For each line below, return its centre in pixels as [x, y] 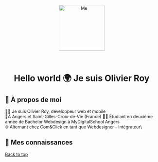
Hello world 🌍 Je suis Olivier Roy [82, 78]
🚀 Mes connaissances [39, 143]
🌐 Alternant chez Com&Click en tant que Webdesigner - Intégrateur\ [73, 127]
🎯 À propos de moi [33, 100]
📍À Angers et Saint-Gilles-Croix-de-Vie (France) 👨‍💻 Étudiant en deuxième [79, 116]
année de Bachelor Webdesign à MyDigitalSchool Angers [62, 122]
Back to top [17, 154]
